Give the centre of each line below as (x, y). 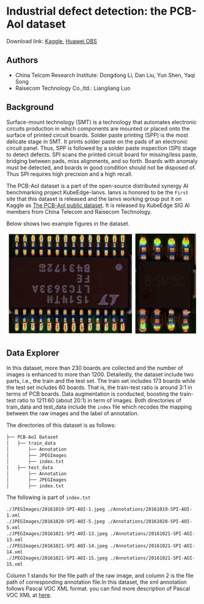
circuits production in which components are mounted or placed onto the (98, 128)
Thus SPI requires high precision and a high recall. (70, 174)
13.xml (15, 540)
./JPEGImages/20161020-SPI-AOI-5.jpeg (56, 521)
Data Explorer (33, 353)
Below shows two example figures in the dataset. (68, 224)
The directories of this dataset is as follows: (61, 425)
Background (30, 107)
